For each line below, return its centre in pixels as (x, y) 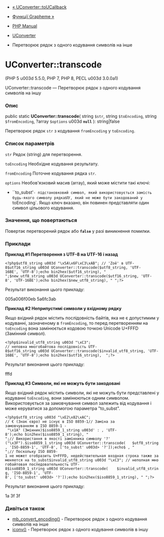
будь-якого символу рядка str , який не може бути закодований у (77, 197)
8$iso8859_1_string (25, 469)
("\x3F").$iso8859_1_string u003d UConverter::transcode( (65, 443)
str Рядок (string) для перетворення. (44, 154)
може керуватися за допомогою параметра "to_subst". (63, 408)
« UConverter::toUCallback (39, 7)
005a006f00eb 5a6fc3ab (31, 299)
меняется (14, 460)
